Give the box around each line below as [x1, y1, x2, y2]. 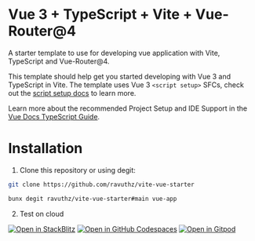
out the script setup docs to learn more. [8, 88, 137, 97]
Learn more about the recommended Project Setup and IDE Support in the [8, 104, 248, 113]
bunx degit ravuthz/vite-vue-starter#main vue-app [8, 195, 177, 203]
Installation [8, 140, 83, 158]
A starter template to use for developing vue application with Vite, [8, 48, 220, 57]
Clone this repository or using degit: [19, 165, 136, 174]
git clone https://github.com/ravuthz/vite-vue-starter [8, 181, 195, 188]
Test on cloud [19, 209, 64, 218]
